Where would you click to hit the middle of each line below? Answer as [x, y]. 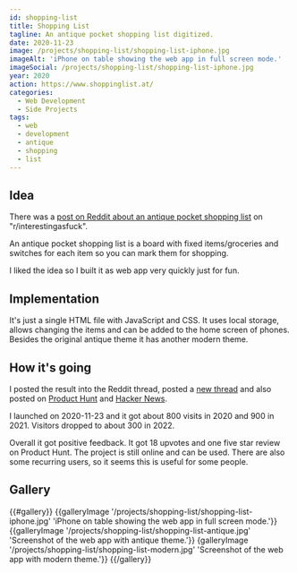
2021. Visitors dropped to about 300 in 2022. [92, 425]
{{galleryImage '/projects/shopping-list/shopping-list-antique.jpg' [130, 530]
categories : [31, 92]
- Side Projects [47, 109]
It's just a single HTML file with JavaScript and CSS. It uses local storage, [144, 321]
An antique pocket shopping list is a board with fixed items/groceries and [144, 244]
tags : [19, 117]
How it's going [51, 368]
